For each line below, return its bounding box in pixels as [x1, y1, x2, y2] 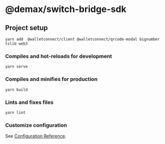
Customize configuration [5, 121, 67, 128]
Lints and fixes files [5, 99, 54, 106]
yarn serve [5, 64, 28, 69]
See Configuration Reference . [5, 133, 66, 139]
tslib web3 [5, 41, 28, 46]
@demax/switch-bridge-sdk [5, 4, 126, 15]
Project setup [5, 24, 48, 32]
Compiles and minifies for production [5, 76, 97, 83]
